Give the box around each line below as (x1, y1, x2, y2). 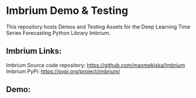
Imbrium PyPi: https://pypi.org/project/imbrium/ (6, 68, 121, 75)
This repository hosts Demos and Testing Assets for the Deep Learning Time (6, 23, 191, 30)
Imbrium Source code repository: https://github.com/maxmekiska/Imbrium (6, 61, 185, 68)
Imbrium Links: (6, 46, 62, 56)
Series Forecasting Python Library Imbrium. (6, 29, 111, 36)
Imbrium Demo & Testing (6, 4, 129, 17)
